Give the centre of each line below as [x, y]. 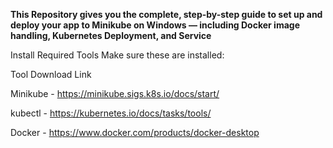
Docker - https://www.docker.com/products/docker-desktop [135, 132]
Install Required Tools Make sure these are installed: [117, 55]
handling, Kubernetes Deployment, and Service [111, 35]
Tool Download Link [51, 74]
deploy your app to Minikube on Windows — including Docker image [155, 25]
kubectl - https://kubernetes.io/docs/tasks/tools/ [111, 113]
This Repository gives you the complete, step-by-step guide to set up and [166, 14]
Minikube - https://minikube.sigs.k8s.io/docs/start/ [115, 93]
